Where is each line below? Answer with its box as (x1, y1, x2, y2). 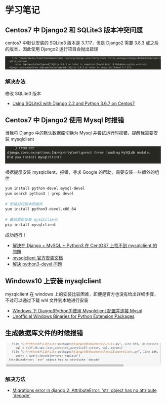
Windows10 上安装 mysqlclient (5, 277, 102, 285)
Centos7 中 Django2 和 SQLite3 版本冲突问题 (5, 26, 143, 34)
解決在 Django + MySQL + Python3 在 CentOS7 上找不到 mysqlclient (12, 242, 152, 248)
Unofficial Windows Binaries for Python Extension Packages (12, 313, 135, 319)
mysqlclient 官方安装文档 (12, 254, 63, 260)
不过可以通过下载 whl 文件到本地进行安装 (5, 297, 88, 303)
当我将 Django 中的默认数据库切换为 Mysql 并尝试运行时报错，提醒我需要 (5, 130, 154, 136)
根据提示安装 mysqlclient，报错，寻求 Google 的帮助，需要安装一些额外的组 (5, 169, 160, 175)
